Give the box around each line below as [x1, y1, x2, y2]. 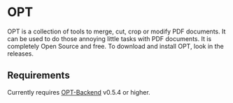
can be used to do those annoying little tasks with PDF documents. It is [7, 34, 212, 42]
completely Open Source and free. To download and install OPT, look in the [7, 42, 224, 50]
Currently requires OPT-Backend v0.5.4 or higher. [7, 88, 150, 96]
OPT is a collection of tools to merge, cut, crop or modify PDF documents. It [7, 27, 226, 35]
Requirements [7, 70, 70, 81]
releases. [7, 49, 34, 58]
